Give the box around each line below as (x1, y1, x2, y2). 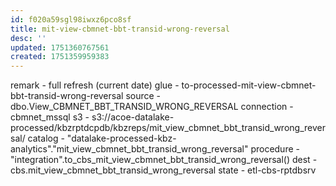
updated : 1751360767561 (10, 42, 110, 53)
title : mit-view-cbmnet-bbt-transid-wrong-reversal (10, 24, 230, 34)
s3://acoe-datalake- (91, 111, 175, 123)
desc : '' (10, 33, 47, 43)
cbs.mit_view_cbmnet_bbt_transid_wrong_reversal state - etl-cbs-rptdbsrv (10, 164, 317, 176)
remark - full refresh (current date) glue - (10, 79, 180, 91)
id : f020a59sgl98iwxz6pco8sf (10, 14, 132, 25)
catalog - (27, 132, 65, 145)
